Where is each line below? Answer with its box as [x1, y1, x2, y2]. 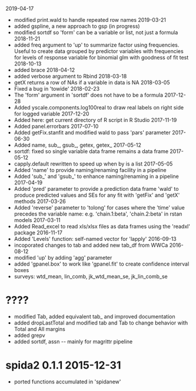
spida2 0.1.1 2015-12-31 [5, 359, 121, 372]
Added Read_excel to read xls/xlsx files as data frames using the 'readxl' [14, 223, 191, 230]
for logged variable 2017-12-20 [14, 110, 89, 117]
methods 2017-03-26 [14, 198, 66, 205]
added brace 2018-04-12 [14, 67, 75, 73]
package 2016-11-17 [14, 229, 63, 236]
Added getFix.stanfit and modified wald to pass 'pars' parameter [14, 129, 171, 136]
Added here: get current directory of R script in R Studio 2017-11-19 [14, 117, 177, 123]
